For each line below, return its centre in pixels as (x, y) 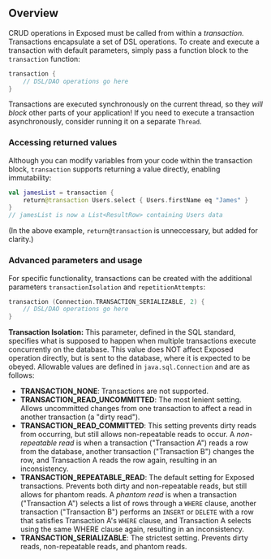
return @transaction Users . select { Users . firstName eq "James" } (136, 200)
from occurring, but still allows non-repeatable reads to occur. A (127, 435)
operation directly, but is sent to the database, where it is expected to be (129, 358)
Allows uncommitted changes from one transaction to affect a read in (136, 409)
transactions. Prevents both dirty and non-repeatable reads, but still (133, 486)
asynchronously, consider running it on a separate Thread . (105, 122)
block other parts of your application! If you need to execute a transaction (131, 113)
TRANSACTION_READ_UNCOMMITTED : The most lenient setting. (131, 400)
